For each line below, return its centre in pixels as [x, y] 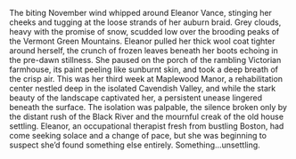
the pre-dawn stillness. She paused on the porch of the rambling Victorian [145, 60]
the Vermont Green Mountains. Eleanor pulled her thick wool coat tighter [142, 41]
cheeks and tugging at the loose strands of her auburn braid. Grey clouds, [145, 22]
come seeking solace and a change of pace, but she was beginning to [138, 135]
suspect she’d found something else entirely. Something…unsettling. [135, 145]
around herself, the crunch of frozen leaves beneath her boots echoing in [144, 51]
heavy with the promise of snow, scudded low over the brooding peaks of [144, 32]
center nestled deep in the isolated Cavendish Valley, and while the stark [143, 88]
